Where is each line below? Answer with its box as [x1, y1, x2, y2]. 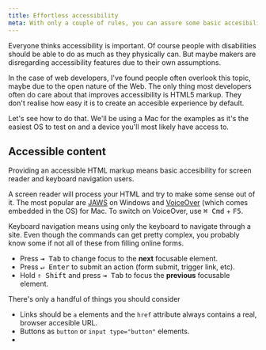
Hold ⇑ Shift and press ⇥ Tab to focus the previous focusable [19, 271, 230, 280]
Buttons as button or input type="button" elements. [19, 326, 190, 337]
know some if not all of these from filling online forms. [8, 238, 184, 248]
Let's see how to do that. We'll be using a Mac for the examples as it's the [8, 113, 249, 123]
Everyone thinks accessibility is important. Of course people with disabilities [8, 40, 256, 50]
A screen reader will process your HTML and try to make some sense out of [8, 189, 256, 199]
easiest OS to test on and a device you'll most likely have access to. [8, 122, 230, 131]
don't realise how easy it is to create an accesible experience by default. [8, 98, 245, 108]
